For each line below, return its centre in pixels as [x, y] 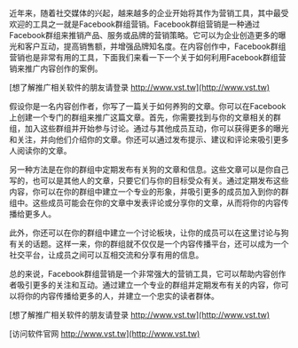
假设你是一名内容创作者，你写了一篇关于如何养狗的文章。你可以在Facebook [148, 106]
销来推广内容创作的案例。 [56, 68]
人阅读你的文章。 [40, 150]
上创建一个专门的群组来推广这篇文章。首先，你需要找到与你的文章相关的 [141, 117]
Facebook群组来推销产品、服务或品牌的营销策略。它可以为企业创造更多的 [144, 35]
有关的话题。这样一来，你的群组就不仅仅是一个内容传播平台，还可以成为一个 [149, 244]
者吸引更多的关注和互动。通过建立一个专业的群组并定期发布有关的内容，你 [145, 285]
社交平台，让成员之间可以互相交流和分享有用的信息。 [106, 255]
